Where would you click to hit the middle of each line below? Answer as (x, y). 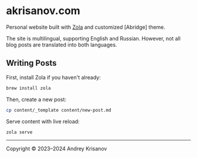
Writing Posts (31, 63)
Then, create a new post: (36, 99)
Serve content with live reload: (43, 121)
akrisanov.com (43, 11)
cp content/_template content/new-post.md (59, 110)
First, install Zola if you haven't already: (53, 77)
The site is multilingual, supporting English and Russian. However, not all (93, 38)
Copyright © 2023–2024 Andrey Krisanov (57, 149)
